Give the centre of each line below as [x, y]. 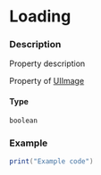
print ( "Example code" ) [51, 161]
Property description [47, 63]
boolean [24, 121]
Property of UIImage [47, 81]
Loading [40, 17]
